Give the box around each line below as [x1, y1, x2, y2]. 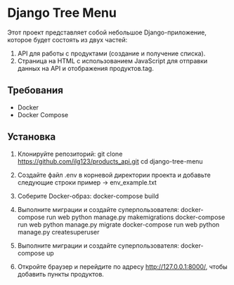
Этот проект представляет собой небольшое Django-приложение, [7, 28, 207, 37]
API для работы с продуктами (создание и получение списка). [17, 49, 206, 58]
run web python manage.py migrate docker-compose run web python [17, 220, 220, 229]
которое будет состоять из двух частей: [7, 35, 128, 44]
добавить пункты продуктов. [17, 270, 104, 278]
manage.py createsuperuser [17, 227, 100, 236]
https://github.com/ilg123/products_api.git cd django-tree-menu [17, 157, 203, 166]
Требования [7, 84, 63, 96]
